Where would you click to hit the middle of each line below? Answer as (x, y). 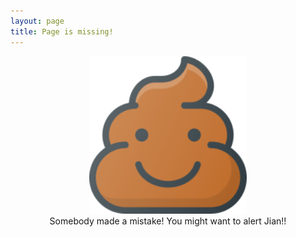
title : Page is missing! (62, 31)
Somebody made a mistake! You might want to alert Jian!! (168, 221)
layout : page (37, 21)
